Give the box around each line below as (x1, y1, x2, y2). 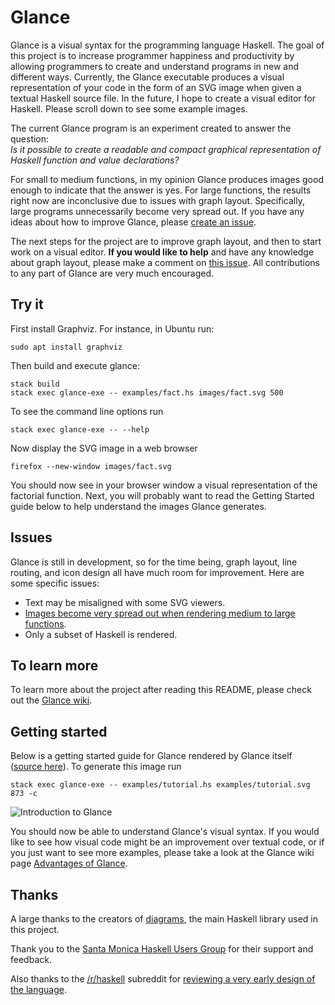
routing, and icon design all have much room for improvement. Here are (10, 566, 305, 578)
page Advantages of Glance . (10, 857, 128, 870)
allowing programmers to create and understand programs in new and (10, 60, 300, 72)
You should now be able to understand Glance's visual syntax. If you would (10, 826, 320, 838)
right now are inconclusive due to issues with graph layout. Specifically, (10, 194, 305, 206)
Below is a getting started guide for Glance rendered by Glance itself (10, 750, 293, 762)
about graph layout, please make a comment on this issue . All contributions (10, 256, 320, 268)
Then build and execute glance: (10, 359, 140, 371)
